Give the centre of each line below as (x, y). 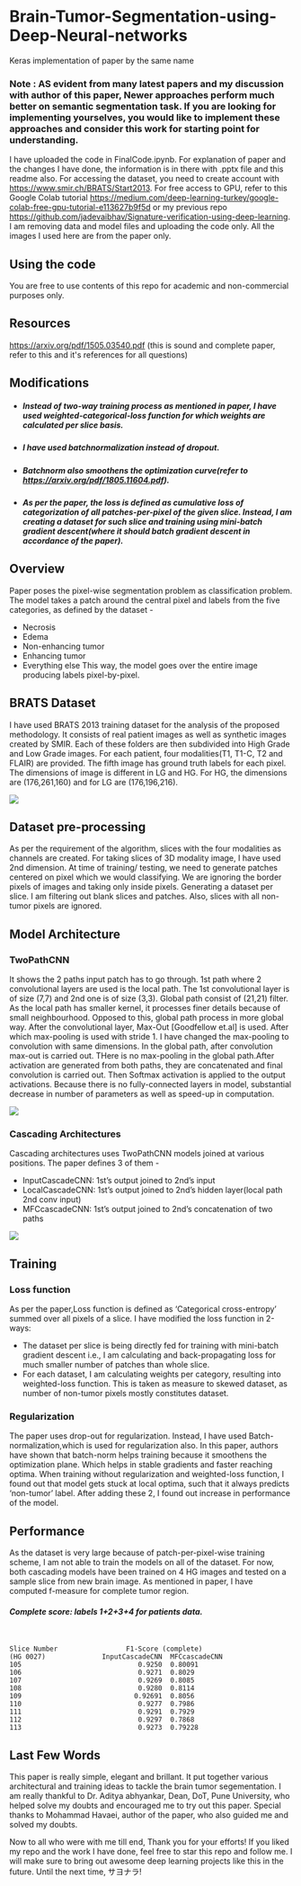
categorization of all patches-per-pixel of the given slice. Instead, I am (157, 512)
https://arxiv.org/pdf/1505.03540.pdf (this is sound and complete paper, (142, 345)
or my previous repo (190, 208)
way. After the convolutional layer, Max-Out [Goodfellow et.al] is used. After (149, 1027)
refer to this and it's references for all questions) (99, 354)
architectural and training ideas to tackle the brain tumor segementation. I (145, 1786)
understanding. (44, 139)
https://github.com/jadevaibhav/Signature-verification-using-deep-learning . (150, 217)
